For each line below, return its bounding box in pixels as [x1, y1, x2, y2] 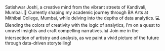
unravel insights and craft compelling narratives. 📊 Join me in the [5, 28, 139, 34]
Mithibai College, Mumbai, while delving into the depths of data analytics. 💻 [5, 15, 160, 21]
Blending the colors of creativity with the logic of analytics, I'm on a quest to [5, 22, 161, 28]
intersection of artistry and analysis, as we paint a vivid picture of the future [5, 35, 159, 41]
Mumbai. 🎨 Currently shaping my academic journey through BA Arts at [5, 9, 148, 15]
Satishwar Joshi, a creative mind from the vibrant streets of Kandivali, [5, 4, 147, 10]
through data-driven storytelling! [5, 40, 72, 46]
